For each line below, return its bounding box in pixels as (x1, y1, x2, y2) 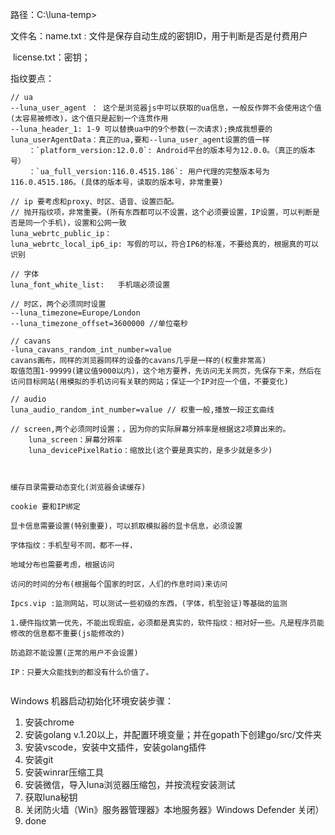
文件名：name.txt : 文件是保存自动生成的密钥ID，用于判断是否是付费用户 (10, 30, 308, 42)
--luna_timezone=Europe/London (10, 308, 141, 318)
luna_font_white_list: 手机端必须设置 (10, 280, 171, 290)
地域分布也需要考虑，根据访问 (10, 560, 115, 570)
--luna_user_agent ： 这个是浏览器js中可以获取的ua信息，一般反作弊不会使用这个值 (10, 103, 322, 113)
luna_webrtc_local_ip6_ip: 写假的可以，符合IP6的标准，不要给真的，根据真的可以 (10, 239, 319, 249)
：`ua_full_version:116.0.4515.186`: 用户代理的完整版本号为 (28, 167, 270, 177)
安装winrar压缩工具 (24, 766, 105, 778)
